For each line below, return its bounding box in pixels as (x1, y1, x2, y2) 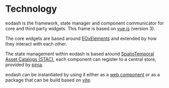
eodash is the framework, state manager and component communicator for (5, 20, 164, 26)
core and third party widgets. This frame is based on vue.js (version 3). (5, 25, 155, 31)
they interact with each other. (5, 40, 68, 47)
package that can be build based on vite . (5, 77, 92, 83)
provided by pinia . (5, 61, 44, 68)
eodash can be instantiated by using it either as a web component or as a (5, 71, 160, 77)
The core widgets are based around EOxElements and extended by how (5, 35, 157, 41)
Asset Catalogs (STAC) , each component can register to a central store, (5, 56, 157, 62)
